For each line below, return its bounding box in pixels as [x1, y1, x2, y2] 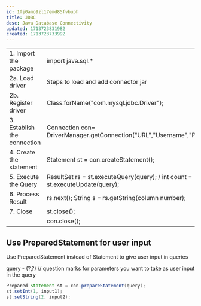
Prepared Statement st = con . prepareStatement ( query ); [6, 283, 146, 289]
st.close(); [47, 207, 75, 216]
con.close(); [47, 217, 81, 225]
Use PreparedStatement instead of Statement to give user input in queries [6, 253, 188, 260]
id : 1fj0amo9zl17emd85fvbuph [6, 8, 79, 15]
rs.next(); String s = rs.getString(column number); [47, 194, 187, 202]
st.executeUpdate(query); [47, 180, 120, 189]
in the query [6, 271, 36, 278]
